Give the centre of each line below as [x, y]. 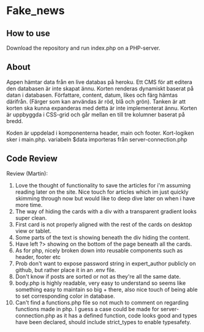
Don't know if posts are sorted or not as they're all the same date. [98, 276]
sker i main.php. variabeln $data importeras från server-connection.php [97, 139]
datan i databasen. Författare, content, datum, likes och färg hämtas [92, 95]
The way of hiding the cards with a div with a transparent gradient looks [106, 211]
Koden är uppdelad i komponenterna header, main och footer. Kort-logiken [100, 133]
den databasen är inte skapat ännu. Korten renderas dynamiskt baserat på [100, 88]
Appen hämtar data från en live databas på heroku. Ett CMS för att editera [100, 82]
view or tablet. [33, 231]
